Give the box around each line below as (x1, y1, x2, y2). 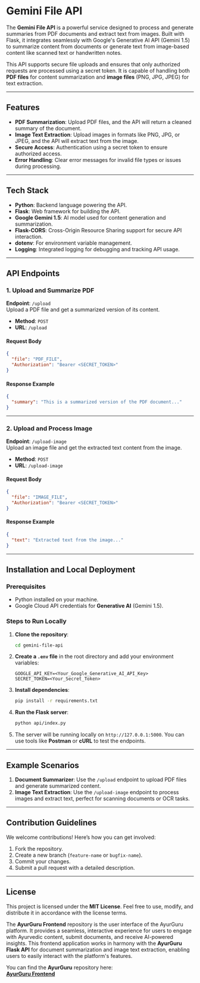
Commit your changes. (14, 857, 71, 865)
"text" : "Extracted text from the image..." (11, 537, 124, 543)
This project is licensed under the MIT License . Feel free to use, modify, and (6, 903, 193, 910)
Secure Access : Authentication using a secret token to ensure (14, 143, 168, 151)
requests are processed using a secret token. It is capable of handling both (6, 67, 190, 74)
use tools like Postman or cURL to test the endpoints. (14, 737, 146, 745)
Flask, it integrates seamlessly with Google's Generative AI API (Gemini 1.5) (6, 36, 190, 43)
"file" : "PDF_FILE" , (11, 356, 62, 363)
